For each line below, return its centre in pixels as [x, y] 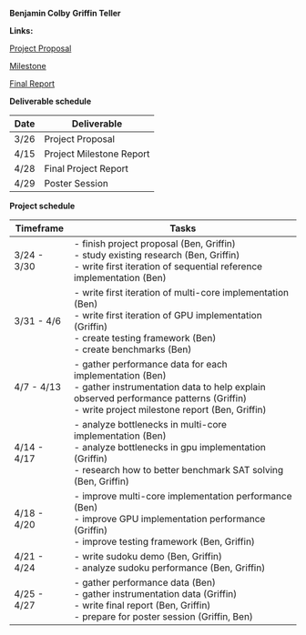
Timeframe [40, 228]
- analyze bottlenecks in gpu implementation [170, 447]
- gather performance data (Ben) [145, 583]
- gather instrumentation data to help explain [170, 387]
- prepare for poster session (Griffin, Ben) [163, 616]
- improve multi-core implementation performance [183, 496]
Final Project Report [87, 169]
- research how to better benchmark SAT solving [179, 470]
